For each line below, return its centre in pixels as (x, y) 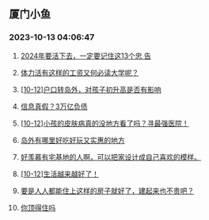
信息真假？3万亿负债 (54, 106)
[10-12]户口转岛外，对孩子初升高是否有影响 (91, 89)
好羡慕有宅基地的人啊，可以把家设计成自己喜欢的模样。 (110, 156)
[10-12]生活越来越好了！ (60, 174)
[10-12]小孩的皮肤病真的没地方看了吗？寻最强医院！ (104, 123)
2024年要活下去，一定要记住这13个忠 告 (85, 56)
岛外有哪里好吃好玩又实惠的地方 (72, 140)
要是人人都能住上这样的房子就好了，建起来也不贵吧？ (107, 191)
